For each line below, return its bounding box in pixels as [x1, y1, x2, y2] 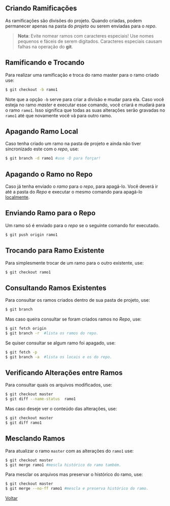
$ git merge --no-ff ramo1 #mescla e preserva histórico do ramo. [5, 486, 149, 491]
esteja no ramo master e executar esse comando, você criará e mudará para [5, 102, 165, 108]
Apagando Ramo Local [5, 127, 79, 136]
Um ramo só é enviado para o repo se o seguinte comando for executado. [5, 222, 160, 228]
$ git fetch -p [5, 350, 38, 355]
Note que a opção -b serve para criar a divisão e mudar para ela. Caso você [5, 96, 164, 102]
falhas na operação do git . [17, 43, 73, 50]
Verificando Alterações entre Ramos [5, 368, 123, 377]
